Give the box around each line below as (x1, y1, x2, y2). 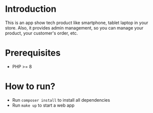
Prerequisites (5, 48, 61, 58)
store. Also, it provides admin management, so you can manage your (5, 25, 144, 30)
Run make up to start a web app (12, 102, 75, 108)
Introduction (5, 3, 57, 15)
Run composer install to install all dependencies (12, 97, 110, 103)
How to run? (5, 81, 55, 92)
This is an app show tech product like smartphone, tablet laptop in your (5, 20, 149, 26)
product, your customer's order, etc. (5, 30, 78, 36)
